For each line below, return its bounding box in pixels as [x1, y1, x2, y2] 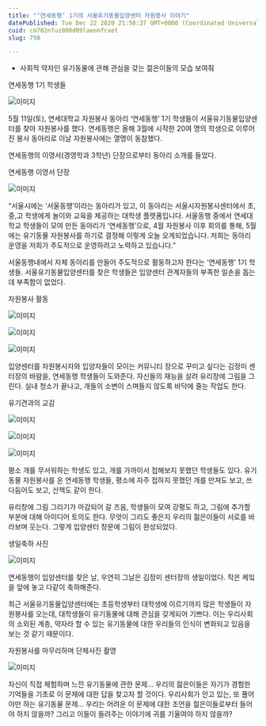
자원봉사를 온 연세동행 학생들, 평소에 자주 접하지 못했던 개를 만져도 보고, [22, 476, 245, 485]
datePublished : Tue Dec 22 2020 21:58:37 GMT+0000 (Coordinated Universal [8, 19, 260, 27]
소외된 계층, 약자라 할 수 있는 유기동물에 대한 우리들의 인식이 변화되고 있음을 [16, 619, 251, 629]
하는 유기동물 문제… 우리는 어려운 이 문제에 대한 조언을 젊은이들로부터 [22, 699, 238, 709]
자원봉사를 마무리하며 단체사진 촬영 [8, 646, 116, 655]
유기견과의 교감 [8, 398, 55, 408]
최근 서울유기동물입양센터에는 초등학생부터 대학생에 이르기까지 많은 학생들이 [8, 599, 244, 609]
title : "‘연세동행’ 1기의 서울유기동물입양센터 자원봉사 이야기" [8, 11, 190, 20]
